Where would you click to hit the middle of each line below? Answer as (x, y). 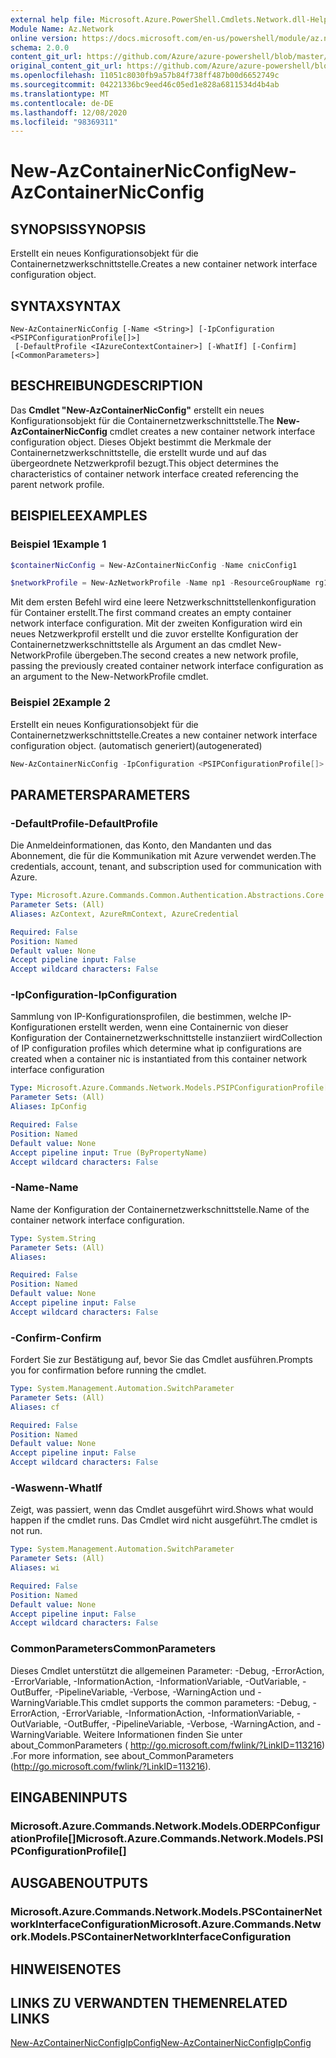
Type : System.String (53, 1238)
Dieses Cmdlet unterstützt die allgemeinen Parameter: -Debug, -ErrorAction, (167, 1670)
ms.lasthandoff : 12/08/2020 (69, 112)
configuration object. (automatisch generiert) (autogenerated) (136, 745)
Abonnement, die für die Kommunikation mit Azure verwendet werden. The (163, 856)
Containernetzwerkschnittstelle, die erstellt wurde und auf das (138, 452)
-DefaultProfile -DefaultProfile (84, 823)
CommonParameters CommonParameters (113, 1649)
